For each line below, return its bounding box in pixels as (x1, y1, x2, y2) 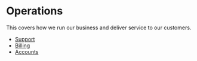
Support (14, 35, 35, 42)
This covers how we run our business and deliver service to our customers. (6, 24, 192, 31)
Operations (6, 4, 63, 18)
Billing (14, 42, 30, 49)
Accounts (14, 48, 39, 55)
